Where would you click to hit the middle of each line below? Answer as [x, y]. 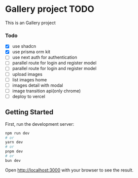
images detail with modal [37, 85]
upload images [27, 74]
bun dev [13, 160]
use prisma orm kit [31, 52]
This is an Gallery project [30, 23]
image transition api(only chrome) [47, 91]
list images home [30, 79]
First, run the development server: [40, 124]
